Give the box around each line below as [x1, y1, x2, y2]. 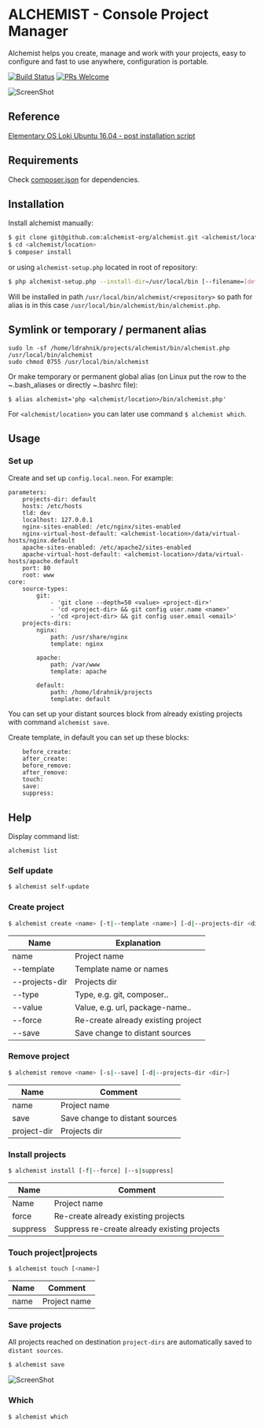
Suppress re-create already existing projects [53, 1223, 220, 1234]
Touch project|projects [8, 1247, 98, 1258]
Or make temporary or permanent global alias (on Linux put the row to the [8, 372, 247, 381]
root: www [22, 571, 55, 580]
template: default [49, 695, 111, 703]
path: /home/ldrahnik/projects [49, 688, 153, 696]
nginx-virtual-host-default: [22, 530, 118, 538]
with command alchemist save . [8, 718, 110, 727]
